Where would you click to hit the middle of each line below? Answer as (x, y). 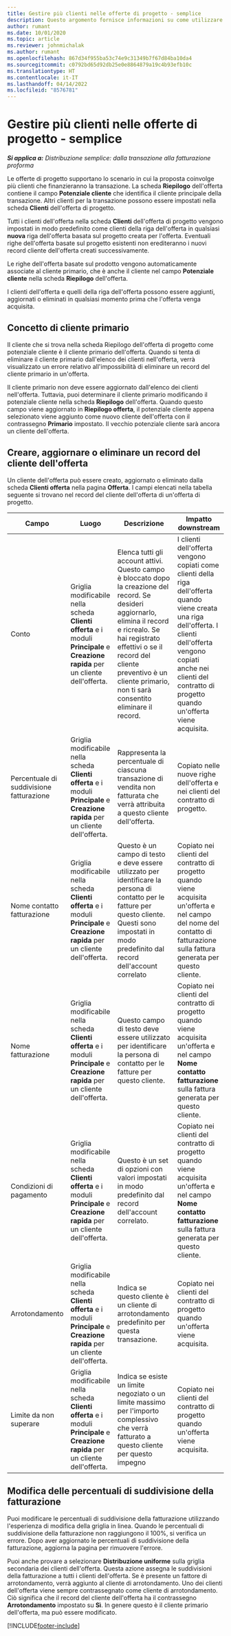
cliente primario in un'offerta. (48, 374)
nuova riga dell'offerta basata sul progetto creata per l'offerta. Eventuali (109, 236)
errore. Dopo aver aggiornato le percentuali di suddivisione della (98, 1540)
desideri (131, 604)
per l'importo (138, 1410)
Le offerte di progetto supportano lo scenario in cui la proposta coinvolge (111, 179)
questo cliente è (143, 1296)
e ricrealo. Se (139, 629)
